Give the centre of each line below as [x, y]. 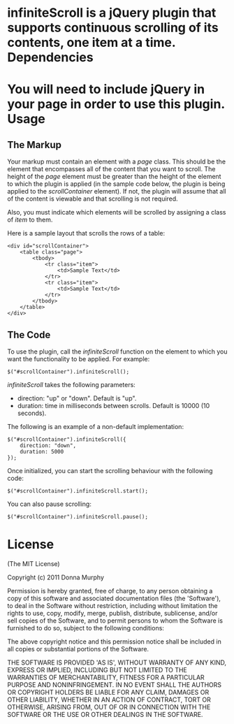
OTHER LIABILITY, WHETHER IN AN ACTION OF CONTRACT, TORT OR [109, 700]
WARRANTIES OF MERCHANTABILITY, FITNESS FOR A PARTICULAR [106, 677]
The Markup [34, 145]
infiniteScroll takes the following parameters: [72, 385]
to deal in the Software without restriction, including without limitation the [112, 605]
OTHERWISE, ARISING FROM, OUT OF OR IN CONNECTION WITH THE [109, 707]
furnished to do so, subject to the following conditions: [86, 628]
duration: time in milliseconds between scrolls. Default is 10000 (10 [114, 406]
